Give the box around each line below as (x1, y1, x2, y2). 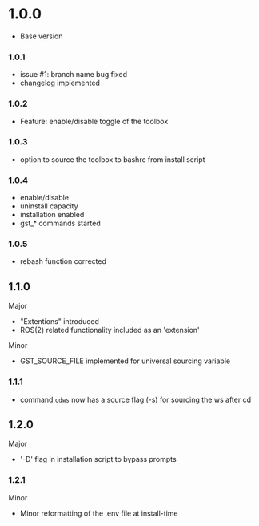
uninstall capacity (19, 201, 78, 211)
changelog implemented (19, 78, 100, 88)
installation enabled (19, 210, 85, 220)
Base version (19, 31, 63, 41)
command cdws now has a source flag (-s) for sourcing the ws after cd (19, 394, 252, 404)
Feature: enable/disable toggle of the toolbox (19, 116, 169, 126)
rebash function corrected (19, 257, 106, 266)
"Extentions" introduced (19, 317, 100, 326)
